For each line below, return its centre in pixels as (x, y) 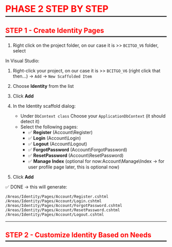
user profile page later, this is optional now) (74, 167)
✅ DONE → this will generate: (36, 187)
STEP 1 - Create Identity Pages (55, 31)
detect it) (30, 121)
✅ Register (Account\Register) (60, 132)
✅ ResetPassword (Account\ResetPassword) (76, 155)
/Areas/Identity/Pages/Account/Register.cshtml (57, 197)
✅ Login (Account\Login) (54, 138)
